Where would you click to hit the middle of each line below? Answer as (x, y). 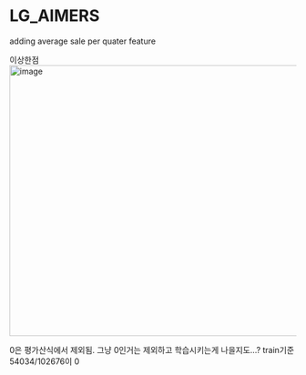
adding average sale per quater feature (83, 41)
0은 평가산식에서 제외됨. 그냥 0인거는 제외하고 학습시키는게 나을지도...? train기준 (152, 350)
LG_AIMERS (55, 16)
